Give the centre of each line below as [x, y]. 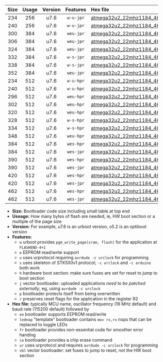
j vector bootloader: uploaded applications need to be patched [82, 283]
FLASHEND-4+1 [33, 247]
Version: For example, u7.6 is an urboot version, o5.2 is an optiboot [79, 227]
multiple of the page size [37, 221]
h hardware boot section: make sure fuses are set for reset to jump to [88, 273]
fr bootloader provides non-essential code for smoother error [81, 330]
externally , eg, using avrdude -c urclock [60, 288]
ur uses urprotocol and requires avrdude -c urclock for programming [89, 345]
